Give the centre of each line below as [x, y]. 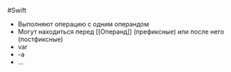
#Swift [17, 10]
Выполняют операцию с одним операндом [83, 24]
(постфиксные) [40, 39]
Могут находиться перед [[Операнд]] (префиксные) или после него [121, 32]
